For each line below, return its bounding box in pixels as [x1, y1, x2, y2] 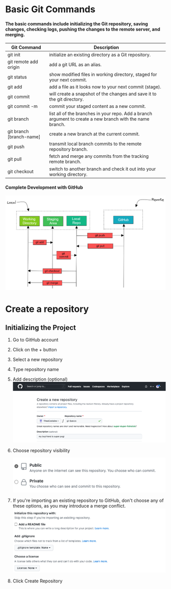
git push [7, 144, 24, 150]
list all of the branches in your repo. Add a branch [49, 110, 153, 117]
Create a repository [5, 303, 89, 315]
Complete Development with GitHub [5, 184, 83, 190]
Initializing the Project [5, 323, 76, 332]
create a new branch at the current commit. [49, 131, 140, 137]
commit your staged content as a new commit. [49, 103, 146, 109]
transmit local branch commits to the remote [49, 141, 141, 147]
